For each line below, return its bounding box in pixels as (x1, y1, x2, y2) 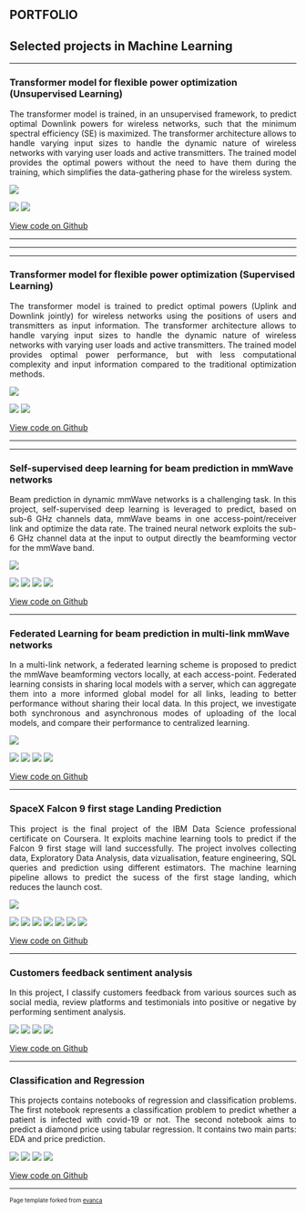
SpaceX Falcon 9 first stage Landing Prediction (9, 803, 222, 815)
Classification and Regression (9, 1073, 146, 1086)
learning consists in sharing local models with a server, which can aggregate (9, 679, 297, 689)
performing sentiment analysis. (9, 1006, 126, 1017)
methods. (9, 368, 46, 379)
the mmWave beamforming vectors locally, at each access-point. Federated (9, 669, 297, 680)
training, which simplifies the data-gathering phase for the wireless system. (9, 166, 293, 177)
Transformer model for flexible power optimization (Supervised (9, 268, 296, 281)
